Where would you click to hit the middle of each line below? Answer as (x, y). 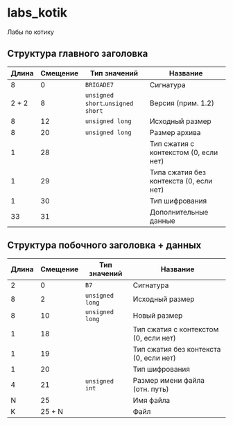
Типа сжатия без (178, 172)
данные (162, 221)
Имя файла (152, 400)
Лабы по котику (31, 32)
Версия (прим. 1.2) (182, 103)
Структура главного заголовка (78, 54)
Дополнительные (179, 212)
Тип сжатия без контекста (177, 349)
